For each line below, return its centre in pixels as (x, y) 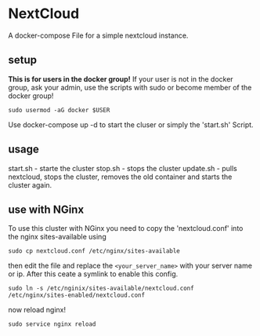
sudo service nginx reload (52, 324)
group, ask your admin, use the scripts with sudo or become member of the (130, 87)
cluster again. (30, 184)
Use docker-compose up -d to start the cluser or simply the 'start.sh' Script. (131, 124)
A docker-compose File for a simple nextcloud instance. (98, 35)
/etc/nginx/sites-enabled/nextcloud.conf (77, 295)
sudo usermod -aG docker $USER (59, 110)
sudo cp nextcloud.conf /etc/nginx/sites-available (94, 251)
